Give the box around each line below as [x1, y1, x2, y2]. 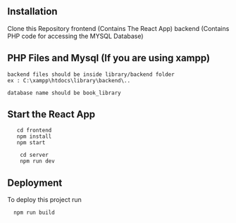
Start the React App [7, 108, 96, 120]
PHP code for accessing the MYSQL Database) [7, 32, 144, 40]
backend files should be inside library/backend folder [7, 70, 175, 78]
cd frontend [16, 127, 52, 134]
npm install [16, 133, 52, 140]
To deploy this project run [7, 196, 82, 204]
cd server [20, 151, 49, 159]
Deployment [7, 177, 63, 189]
